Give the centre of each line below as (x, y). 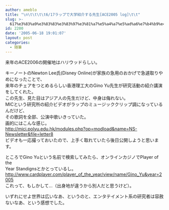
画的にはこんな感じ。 (27, 123)
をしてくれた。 (21, 91)
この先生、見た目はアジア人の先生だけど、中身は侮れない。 (67, 98)
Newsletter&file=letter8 (29, 134)
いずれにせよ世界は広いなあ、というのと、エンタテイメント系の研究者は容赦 (84, 196)
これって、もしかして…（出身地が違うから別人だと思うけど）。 (70, 185)
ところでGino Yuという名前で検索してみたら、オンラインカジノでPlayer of (82, 157)
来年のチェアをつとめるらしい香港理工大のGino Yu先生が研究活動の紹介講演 (84, 85)
